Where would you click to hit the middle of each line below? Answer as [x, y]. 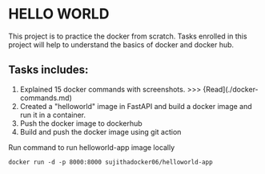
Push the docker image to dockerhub [81, 123]
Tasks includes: [48, 70]
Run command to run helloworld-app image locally [92, 147]
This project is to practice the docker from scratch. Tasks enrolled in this [128, 36]
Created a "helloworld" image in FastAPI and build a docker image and [136, 106]
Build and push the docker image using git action [100, 132]
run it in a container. [53, 115]
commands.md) [46, 98]
